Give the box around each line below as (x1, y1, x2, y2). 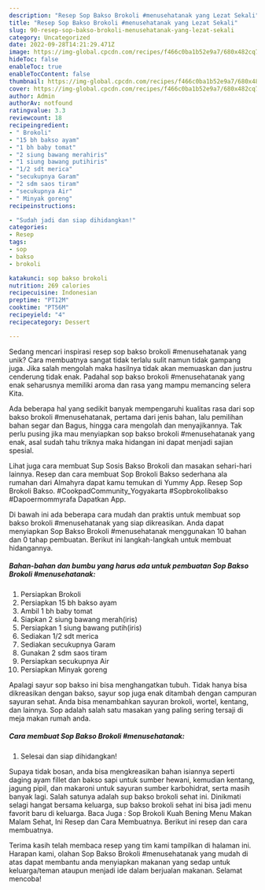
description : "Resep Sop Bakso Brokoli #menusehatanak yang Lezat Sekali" (9, 11, 259, 20)
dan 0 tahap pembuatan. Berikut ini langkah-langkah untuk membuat (9, 535, 231, 544)
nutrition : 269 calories (9, 281, 90, 290)
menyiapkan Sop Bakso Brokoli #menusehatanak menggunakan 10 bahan (9, 526, 247, 536)
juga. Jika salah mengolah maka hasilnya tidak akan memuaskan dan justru (9, 363, 252, 373)
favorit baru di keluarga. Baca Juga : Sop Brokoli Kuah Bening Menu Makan (9, 808, 252, 818)
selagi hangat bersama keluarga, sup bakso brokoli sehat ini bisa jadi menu (9, 800, 252, 810)
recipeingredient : (9, 121, 69, 129)
